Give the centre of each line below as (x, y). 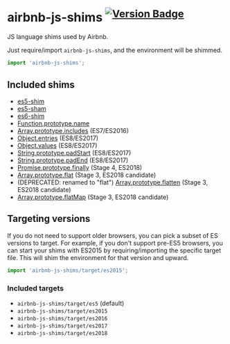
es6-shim (31, 116)
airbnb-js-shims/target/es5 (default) (71, 303)
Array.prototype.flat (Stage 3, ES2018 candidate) (87, 175)
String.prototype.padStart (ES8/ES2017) (74, 153)
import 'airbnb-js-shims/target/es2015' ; (68, 270)
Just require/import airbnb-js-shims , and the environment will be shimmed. (115, 50)
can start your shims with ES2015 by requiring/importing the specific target (114, 250)
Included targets (36, 288)
